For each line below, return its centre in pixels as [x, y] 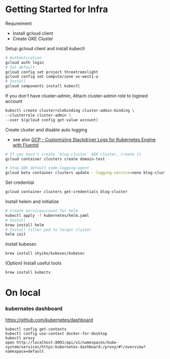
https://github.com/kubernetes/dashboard [49, 320]
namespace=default [25, 351]
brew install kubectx [28, 273]
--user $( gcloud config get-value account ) [52, 120]
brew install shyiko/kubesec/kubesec [45, 253]
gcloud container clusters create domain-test [55, 159]
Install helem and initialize [32, 202]
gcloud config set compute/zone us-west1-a [52, 77]
